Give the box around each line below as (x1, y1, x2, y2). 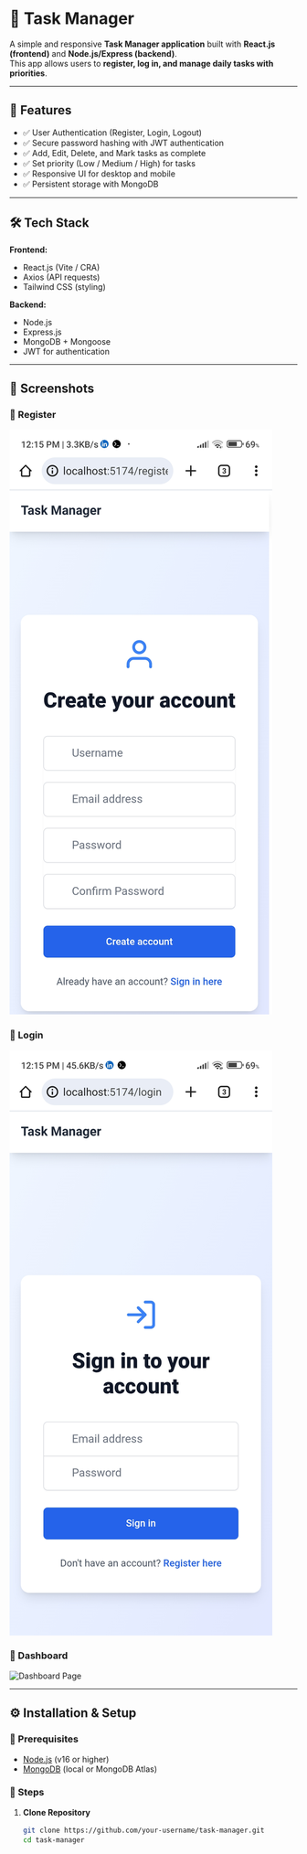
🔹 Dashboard (9, 1649, 69, 1662)
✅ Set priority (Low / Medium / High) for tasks (22, 157, 196, 168)
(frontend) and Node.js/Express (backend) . (9, 48, 177, 59)
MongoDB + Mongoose (22, 336, 111, 346)
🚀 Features (9, 102, 72, 118)
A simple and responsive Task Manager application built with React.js (9, 38, 276, 49)
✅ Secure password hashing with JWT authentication (22, 137, 225, 148)
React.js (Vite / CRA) (22, 261, 101, 272)
